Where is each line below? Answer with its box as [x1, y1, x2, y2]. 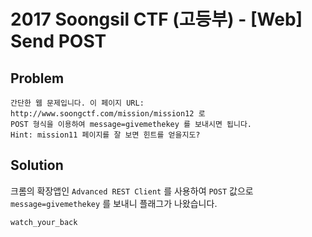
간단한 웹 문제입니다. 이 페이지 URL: [10, 98, 145, 108]
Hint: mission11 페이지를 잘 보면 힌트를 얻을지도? [10, 130, 201, 140]
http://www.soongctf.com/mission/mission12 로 [10, 109, 206, 119]
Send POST [10, 30, 107, 53]
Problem [10, 70, 65, 87]
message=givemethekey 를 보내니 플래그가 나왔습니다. [10, 197, 218, 209]
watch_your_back [10, 217, 78, 227]
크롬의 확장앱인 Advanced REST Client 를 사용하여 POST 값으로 [10, 185, 254, 197]
